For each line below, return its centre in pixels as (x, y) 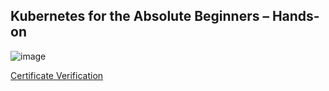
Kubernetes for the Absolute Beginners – (140, 16)
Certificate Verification (57, 75)
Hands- (295, 16)
